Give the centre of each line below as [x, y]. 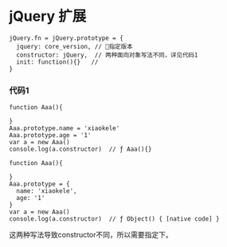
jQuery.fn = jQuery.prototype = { [67, 38]
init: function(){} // [57, 62]
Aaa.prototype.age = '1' [50, 135]
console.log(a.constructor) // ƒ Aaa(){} [80, 149]
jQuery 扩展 [48, 16]
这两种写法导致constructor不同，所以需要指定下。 [91, 235]
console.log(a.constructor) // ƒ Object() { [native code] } [114, 219]
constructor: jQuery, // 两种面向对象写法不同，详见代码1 [107, 55]
